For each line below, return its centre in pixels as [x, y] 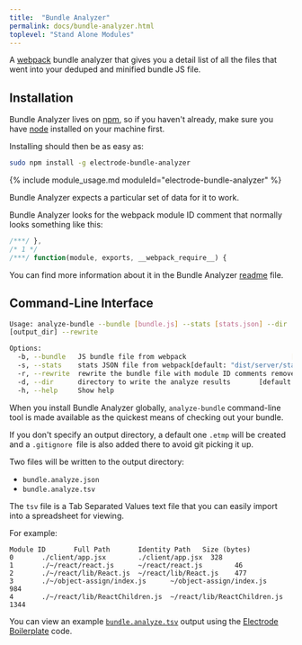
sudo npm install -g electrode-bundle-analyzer [100, 163]
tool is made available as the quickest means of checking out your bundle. [147, 417]
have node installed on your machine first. [87, 129]
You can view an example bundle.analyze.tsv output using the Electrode [144, 621]
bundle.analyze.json [61, 479]
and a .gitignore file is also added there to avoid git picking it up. [132, 444]
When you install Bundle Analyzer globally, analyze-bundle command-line [145, 408]
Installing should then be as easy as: [76, 147]
